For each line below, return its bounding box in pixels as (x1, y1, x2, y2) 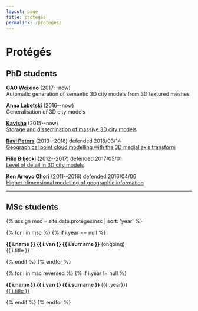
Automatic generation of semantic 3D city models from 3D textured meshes (6, 90, 190, 98)
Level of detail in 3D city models (6, 161, 84, 169)
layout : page (6, 8, 38, 15)
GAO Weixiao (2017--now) (6, 84, 71, 92)
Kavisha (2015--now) (6, 119, 59, 127)
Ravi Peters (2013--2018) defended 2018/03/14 (6, 137, 121, 145)
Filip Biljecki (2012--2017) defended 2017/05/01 (6, 155, 122, 163)
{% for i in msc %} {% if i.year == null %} (6, 229, 106, 237)
